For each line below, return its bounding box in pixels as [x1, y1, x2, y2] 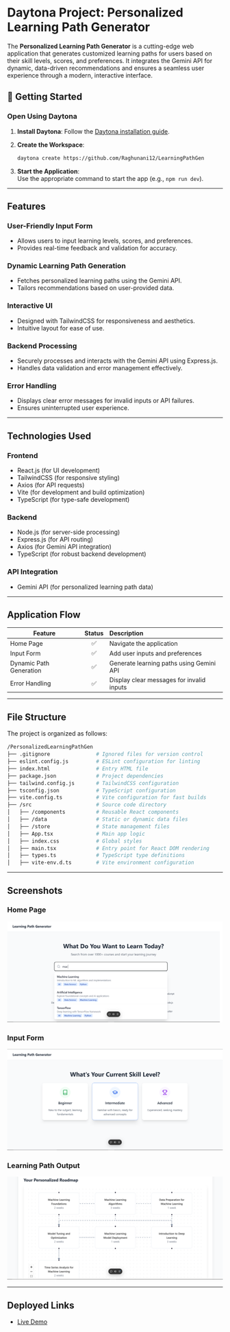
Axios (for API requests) [16, 481, 85, 489]
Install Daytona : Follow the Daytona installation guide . [16, 127, 170, 135]
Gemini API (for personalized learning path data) [16, 583, 154, 591]
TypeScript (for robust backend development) [16, 550, 146, 558]
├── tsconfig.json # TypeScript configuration [7, 787, 176, 794]
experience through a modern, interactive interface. [7, 71, 153, 80]
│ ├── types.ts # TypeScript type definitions [7, 852, 186, 859]
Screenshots [7, 884, 63, 896]
